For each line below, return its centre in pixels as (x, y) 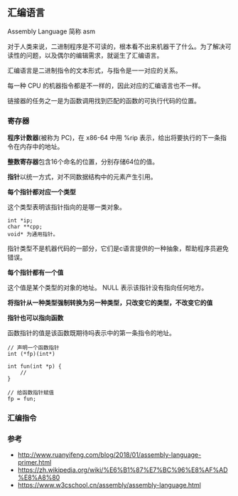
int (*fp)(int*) (31, 354)
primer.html (34, 463)
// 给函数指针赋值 (31, 393)
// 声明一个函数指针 (33, 348)
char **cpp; (25, 227)
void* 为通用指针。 (33, 234)
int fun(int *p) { (34, 366)
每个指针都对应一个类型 (42, 192)
